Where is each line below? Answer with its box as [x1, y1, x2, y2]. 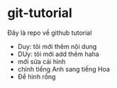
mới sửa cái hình [17, 57, 66, 65]
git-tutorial [7, 5, 72, 21]
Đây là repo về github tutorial [7, 28, 92, 37]
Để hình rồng [17, 72, 56, 81]
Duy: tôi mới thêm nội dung [17, 42, 97, 50]
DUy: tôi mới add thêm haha [17, 50, 99, 58]
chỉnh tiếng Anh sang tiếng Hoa [17, 65, 110, 73]
